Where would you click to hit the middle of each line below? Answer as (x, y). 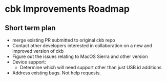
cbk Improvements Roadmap (67, 9)
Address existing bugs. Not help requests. (56, 73)
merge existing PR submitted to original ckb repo (64, 40)
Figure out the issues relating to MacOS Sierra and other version (80, 56)
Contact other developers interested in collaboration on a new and (82, 46)
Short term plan (30, 28)
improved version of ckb (38, 51)
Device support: (29, 62)
